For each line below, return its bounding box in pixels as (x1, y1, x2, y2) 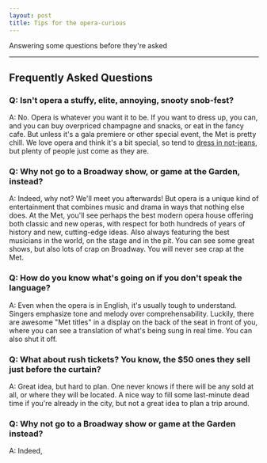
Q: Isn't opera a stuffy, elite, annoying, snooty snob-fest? (9, 94, 235, 105)
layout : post (9, 11, 52, 20)
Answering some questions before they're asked (9, 40, 168, 50)
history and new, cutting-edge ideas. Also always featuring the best (9, 227, 230, 237)
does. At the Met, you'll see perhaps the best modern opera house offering (9, 211, 254, 220)
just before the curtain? (9, 363, 101, 374)
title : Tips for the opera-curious (9, 19, 127, 27)
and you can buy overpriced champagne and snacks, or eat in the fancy (9, 121, 244, 131)
